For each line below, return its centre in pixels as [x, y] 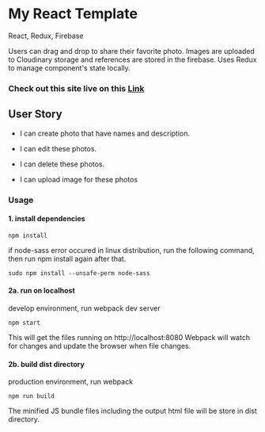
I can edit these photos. [58, 148]
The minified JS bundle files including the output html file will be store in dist [132, 411]
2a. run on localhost [42, 291]
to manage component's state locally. [69, 67]
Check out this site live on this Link [76, 88]
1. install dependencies [47, 219]
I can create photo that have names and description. [105, 133]
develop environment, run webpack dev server [84, 308]
